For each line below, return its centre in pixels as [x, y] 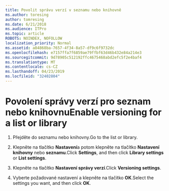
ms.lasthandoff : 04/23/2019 [35, 72]
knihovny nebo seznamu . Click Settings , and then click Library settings [88, 152]
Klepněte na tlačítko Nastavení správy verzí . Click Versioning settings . [87, 168]
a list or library [36, 123]
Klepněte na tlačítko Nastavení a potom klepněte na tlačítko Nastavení [86, 147]
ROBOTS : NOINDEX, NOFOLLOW [34, 39]
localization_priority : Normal [38, 43]
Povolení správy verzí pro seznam [78, 102]
